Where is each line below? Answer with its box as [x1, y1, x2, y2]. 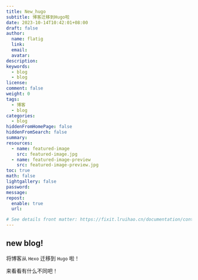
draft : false [6, 25, 38, 31]
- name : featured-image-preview [11, 157, 91, 163]
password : [6, 184, 31, 190]
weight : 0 [6, 91, 31, 97]
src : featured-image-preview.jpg [16, 162, 99, 168]
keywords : [6, 63, 31, 70]
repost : [6, 195, 25, 201]
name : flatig [11, 36, 44, 42]
